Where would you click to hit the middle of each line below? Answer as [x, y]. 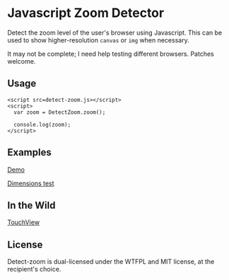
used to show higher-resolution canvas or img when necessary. [98, 40]
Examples [29, 152]
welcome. [22, 61]
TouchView [24, 222]
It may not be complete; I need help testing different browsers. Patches [111, 54]
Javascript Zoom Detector [86, 13]
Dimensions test [31, 183]
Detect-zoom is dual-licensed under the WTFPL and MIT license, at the [111, 262]
